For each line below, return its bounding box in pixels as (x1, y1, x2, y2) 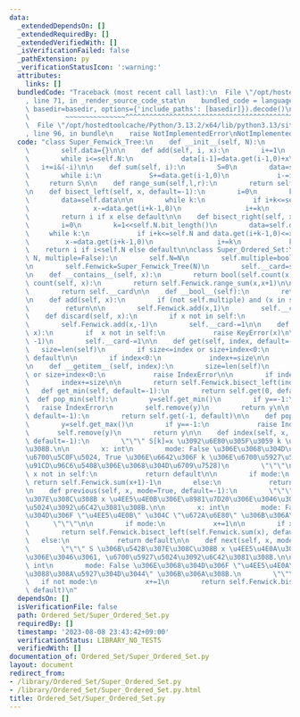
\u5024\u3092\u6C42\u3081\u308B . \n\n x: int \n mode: (25, 503, 281, 512)
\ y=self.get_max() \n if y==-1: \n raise (25, 420, 278, 429)
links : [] (25, 79, 62, 88)
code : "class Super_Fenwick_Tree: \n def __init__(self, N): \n (17, 138, 266, 146)
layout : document (9, 661, 74, 670)
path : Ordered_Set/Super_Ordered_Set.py (17, 611, 170, 620)
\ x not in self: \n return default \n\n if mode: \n (25, 470, 290, 479)
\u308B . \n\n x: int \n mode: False (25, 445, 210, 454)
